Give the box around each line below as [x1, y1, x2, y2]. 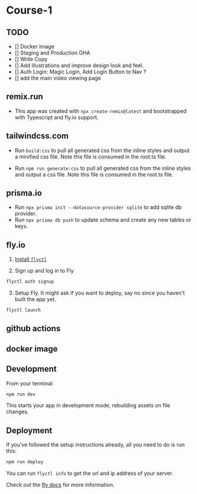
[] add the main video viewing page [14, 75, 102, 81]
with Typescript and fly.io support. [14, 113, 99, 121]
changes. [6, 408, 29, 416]
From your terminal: [6, 379, 54, 387]
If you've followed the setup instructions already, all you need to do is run [6, 441, 185, 448]
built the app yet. [14, 296, 56, 303]
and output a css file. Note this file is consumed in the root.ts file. [14, 170, 173, 178]
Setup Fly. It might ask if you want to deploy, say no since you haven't [14, 289, 185, 297]
